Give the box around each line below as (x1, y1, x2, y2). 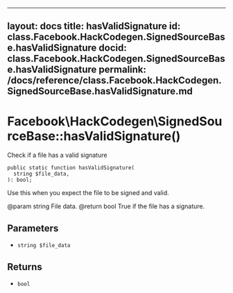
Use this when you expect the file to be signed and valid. (7, 189, 170, 197)
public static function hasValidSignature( (7, 165, 135, 171)
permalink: (98, 64, 147, 76)
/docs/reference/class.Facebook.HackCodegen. (7, 74, 222, 87)
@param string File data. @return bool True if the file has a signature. (7, 202, 205, 210)
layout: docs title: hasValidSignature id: (7, 20, 181, 32)
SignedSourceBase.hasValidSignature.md (7, 85, 193, 97)
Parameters (7, 222, 59, 234)
